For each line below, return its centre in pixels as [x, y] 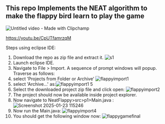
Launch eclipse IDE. [33, 63]
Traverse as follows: [34, 73]
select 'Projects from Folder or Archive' [54, 79]
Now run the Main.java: [37, 110]
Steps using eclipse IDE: [31, 48]
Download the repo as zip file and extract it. [58, 57]
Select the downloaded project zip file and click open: [69, 89]
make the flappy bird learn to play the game [75, 16]
